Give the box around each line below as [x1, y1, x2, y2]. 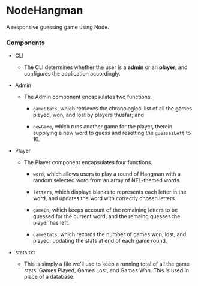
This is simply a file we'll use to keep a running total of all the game [23, 260, 190, 267]
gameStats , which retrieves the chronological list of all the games [32, 105, 193, 112]
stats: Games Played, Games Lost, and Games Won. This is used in [23, 267, 190, 274]
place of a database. [23, 273, 75, 281]
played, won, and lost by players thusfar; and [32, 112, 145, 119]
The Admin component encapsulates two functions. [23, 94, 152, 101]
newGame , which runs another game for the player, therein [32, 123, 173, 130]
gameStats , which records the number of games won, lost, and [32, 231, 187, 238]
